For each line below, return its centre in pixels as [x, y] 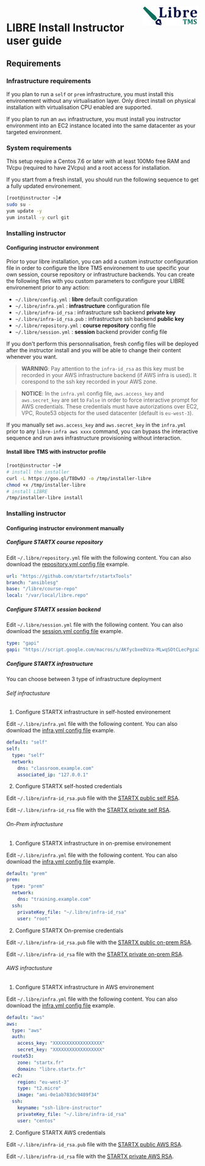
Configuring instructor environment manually [65, 528]
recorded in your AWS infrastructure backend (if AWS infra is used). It [109, 375]
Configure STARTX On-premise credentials [69, 930]
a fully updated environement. [44, 186]
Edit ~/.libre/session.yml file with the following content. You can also [95, 625]
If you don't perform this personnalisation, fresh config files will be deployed [103, 344]
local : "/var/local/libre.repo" [47, 596]
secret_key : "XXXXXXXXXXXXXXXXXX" [61, 1050]
